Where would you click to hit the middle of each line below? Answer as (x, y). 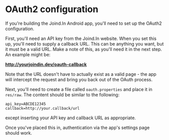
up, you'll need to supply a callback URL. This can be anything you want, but (84, 43)
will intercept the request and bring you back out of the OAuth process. (79, 79)
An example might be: (28, 55)
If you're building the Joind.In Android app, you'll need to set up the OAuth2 (83, 23)
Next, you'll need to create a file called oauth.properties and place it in (79, 89)
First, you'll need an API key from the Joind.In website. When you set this (81, 38)
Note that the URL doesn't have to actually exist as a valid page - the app (81, 74)
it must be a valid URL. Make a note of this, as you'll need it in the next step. (84, 49)
